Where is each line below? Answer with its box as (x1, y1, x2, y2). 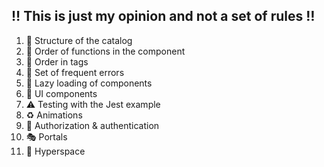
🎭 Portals (25, 130, 68, 143)
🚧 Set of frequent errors (25, 66, 125, 78)
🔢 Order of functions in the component (25, 45, 186, 57)
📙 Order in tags (25, 55, 89, 68)
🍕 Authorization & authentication (25, 119, 160, 131)
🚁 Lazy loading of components (25, 77, 153, 89)
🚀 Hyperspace (25, 145, 86, 157)
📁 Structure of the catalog (25, 34, 133, 46)
